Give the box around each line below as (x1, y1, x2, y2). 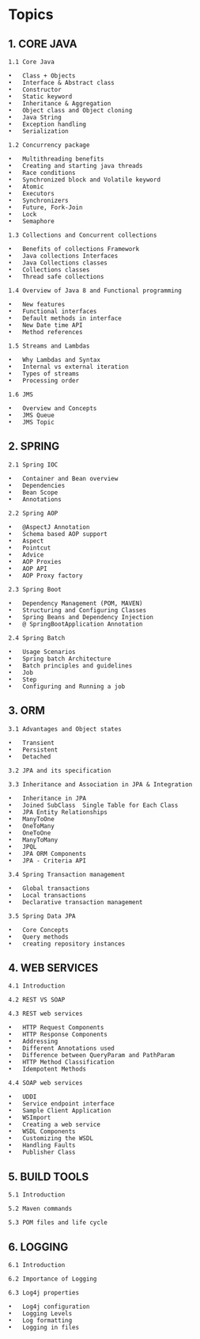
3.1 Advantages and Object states (8, 725, 123, 733)
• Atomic (8, 183, 44, 191)
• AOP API (8, 565, 47, 572)
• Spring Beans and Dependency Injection (8, 613, 154, 621)
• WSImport (8, 1114, 51, 1122)
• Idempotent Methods (8, 1065, 87, 1074)
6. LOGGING (8, 1240, 69, 1253)
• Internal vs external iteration (8, 363, 129, 371)
